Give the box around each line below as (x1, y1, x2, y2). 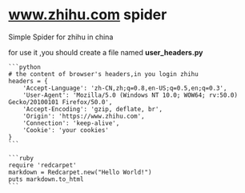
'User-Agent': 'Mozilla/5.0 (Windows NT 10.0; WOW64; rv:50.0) (22, 90, 239, 99)
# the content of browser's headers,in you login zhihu (8, 70, 199, 78)
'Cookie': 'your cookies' (22, 126, 110, 134)
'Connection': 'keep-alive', (22, 119, 120, 127)
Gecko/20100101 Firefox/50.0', (8, 98, 113, 106)
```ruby (8, 154, 34, 162)
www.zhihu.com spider (8, 6, 167, 24)
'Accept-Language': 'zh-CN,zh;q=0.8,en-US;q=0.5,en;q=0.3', (22, 84, 227, 92)
